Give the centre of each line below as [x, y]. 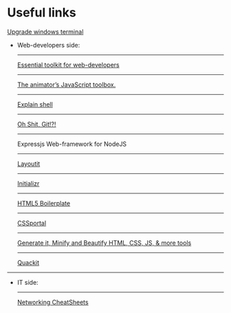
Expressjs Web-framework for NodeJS [72, 144]
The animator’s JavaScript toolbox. [66, 85]
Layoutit [29, 164]
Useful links [42, 13]
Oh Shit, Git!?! [36, 124]
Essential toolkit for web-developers [68, 65]
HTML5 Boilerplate [44, 203]
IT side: [28, 282]
